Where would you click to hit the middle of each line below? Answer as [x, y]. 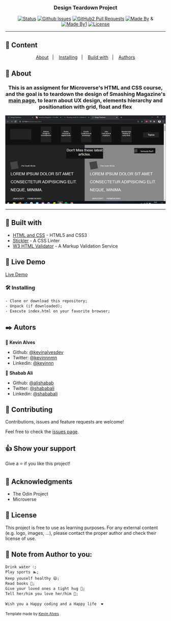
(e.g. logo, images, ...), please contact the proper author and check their [81, 533]
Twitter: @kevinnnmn [35, 357]
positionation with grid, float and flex [85, 107]
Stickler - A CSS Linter [36, 240]
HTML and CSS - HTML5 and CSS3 [50, 235]
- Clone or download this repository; [46, 301]
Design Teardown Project [85, 8]
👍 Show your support [40, 448]
